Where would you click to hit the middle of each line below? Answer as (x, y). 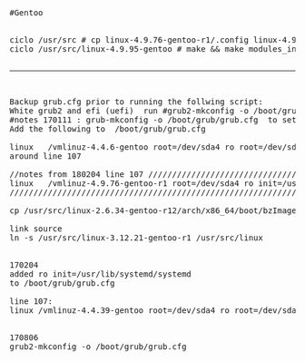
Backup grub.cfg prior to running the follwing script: (136, 102)
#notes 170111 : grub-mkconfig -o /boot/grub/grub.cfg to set (153, 120)
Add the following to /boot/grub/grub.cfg (108, 129)
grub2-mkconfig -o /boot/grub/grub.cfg (98, 347)
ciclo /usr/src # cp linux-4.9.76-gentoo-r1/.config (129, 40)
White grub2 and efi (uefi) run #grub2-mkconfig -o (129, 111)
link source (36, 229)
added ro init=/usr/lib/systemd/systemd (101, 274)
